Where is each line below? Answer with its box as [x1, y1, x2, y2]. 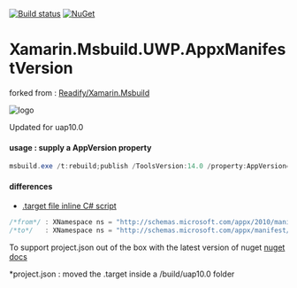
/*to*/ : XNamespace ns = [9, 226, 113, 235]
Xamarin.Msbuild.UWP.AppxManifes [9, 40, 286, 59]
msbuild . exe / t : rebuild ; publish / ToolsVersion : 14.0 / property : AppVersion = [9, 162, 291, 171]
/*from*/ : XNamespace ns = [9, 218, 113, 227]
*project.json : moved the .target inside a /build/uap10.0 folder [9, 269, 235, 279]
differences [9, 181, 53, 191]
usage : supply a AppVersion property [9, 142, 152, 152]
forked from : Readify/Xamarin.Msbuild [9, 87, 150, 97]
